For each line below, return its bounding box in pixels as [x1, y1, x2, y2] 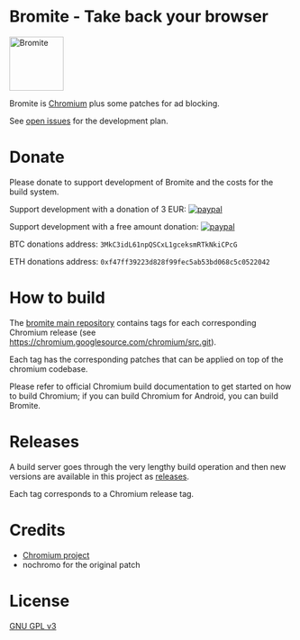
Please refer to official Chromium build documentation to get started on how [9, 381, 292, 392]
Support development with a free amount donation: [9, 221, 199, 231]
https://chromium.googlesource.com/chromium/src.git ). [9, 336, 217, 347]
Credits [9, 519, 66, 540]
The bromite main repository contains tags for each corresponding [9, 317, 257, 328]
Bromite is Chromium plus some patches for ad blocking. [9, 97, 221, 109]
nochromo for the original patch [22, 559, 141, 570]
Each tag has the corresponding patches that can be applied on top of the [9, 354, 284, 365]
